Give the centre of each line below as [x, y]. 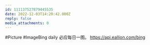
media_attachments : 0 [27, 23]
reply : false [18, 18]
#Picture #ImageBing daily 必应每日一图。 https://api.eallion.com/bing [75, 37]
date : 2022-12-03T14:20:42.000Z [38, 14]
